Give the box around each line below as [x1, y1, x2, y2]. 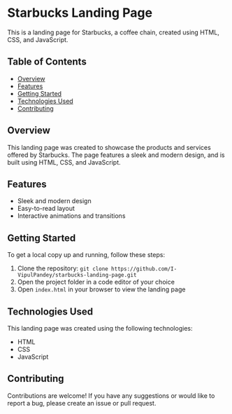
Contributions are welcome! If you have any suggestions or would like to [7, 391, 215, 400]
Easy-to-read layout [17, 205, 75, 213]
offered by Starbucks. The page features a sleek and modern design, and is [7, 151, 225, 159]
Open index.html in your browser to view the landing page [17, 285, 186, 294]
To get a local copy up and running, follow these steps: [7, 251, 166, 259]
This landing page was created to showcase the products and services [7, 143, 211, 151]
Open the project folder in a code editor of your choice [17, 278, 175, 287]
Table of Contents [7, 56, 87, 68]
